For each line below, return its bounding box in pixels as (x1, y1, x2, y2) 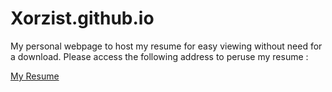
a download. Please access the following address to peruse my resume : (10, 50, 309, 62)
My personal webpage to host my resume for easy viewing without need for (10, 40, 323, 52)
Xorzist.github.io (10, 7, 155, 30)
